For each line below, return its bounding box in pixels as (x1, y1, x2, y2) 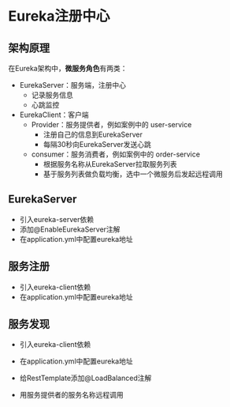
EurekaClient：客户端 (19, 110, 89, 119)
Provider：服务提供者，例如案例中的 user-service (31, 120, 192, 129)
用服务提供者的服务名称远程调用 (19, 390, 124, 400)
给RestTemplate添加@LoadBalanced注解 (19, 373, 152, 383)
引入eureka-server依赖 (19, 214, 95, 224)
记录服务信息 (31, 90, 73, 100)
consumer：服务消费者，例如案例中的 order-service (31, 149, 201, 159)
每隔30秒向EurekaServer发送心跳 (43, 140, 151, 149)
